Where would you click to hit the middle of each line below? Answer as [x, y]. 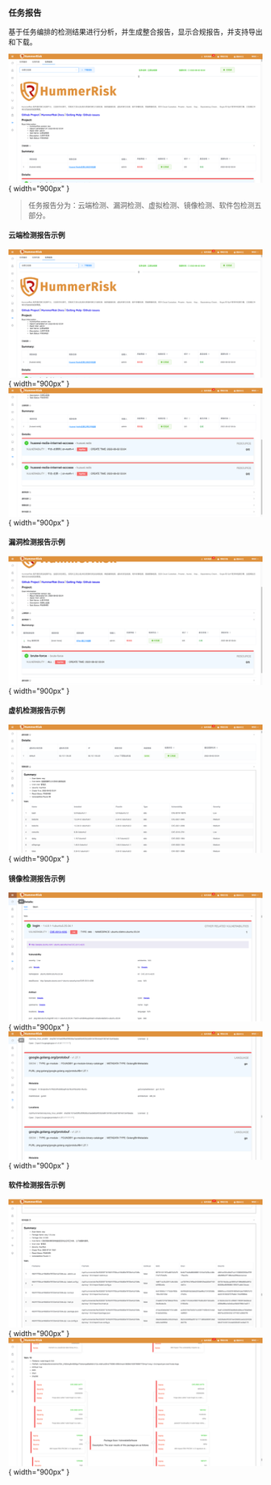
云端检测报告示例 [37, 235]
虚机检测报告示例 [37, 710]
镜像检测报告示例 [37, 878]
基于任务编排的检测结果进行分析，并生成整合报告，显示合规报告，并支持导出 [135, 32]
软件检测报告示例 [37, 1185]
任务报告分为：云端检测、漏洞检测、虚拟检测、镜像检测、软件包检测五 [145, 205]
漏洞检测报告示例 [37, 542]
